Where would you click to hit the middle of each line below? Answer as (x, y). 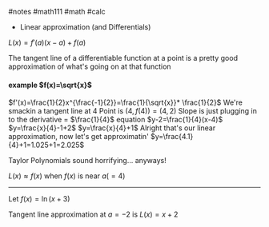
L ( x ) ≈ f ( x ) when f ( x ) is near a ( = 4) (67, 176)
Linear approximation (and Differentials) (85, 27)
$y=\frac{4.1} (172, 137)
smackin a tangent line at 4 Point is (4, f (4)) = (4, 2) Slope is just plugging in (133, 111)
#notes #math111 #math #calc (57, 12)
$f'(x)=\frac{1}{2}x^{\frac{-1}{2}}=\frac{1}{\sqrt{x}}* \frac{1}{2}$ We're (125, 102)
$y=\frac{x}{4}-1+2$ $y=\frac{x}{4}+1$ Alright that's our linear (112, 128)
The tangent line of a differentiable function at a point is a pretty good (123, 58)
